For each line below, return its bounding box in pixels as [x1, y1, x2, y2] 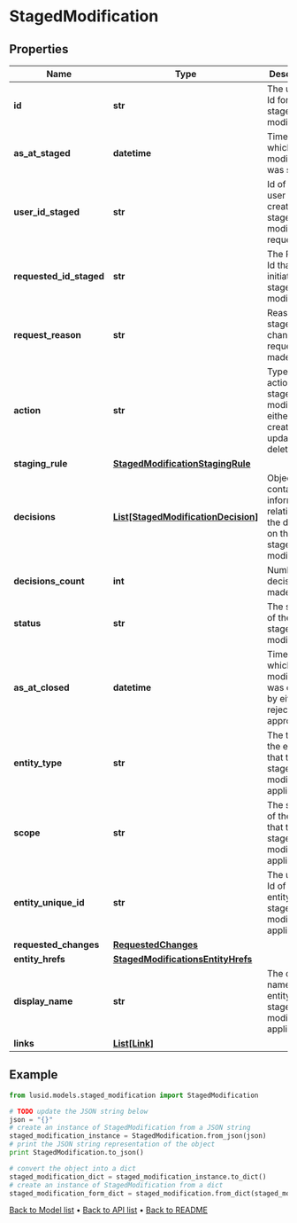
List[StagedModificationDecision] [112, 511, 259, 522]
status [13, 617, 42, 629]
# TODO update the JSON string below [9, 1107, 148, 1116]
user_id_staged [13, 206, 80, 218]
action [13, 404, 42, 416]
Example [9, 1067, 58, 1083]
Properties [9, 42, 69, 57]
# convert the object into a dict [9, 1164, 137, 1172]
